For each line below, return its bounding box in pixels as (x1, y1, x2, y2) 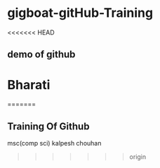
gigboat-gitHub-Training (7, 5, 153, 21)
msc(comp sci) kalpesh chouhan (7, 139, 102, 148)
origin (129, 153, 147, 161)
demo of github (7, 49, 76, 60)
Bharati (7, 77, 51, 93)
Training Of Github (7, 120, 90, 132)
